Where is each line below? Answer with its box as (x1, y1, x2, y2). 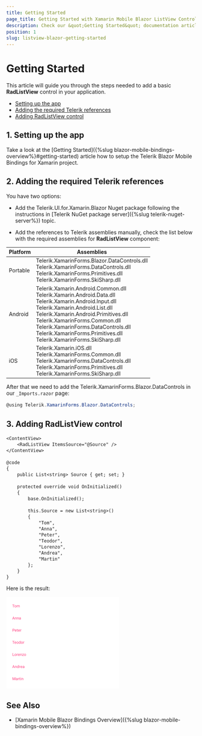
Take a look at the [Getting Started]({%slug (6, 146, 113, 153)
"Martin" (38, 556, 61, 562)
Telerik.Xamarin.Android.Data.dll (35, 291, 115, 298)
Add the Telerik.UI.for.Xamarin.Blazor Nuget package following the (14, 204, 180, 211)
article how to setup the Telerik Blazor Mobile (80, 153, 192, 160)
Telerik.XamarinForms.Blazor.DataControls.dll (35, 257, 148, 265)
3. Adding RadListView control (6, 419, 123, 429)
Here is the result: (6, 585, 50, 592)
